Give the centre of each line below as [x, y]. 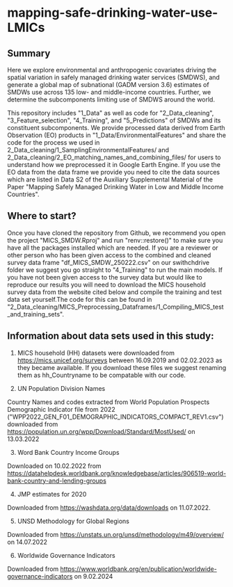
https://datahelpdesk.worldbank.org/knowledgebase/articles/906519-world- [117, 473]
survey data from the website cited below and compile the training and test [115, 292]
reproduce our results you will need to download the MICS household [107, 284]
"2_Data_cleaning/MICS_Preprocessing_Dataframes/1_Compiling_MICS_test [115, 307]
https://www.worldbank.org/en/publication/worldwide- [138, 569]
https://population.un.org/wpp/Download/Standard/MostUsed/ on [101, 431]
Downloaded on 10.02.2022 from [55, 466]
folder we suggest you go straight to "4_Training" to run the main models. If [115, 270]
